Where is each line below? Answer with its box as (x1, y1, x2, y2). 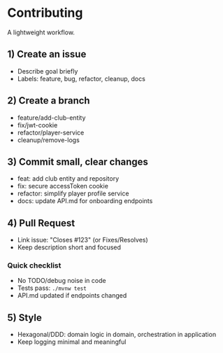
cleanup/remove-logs (17, 135, 80, 144)
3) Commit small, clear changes (7, 155, 149, 167)
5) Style (7, 312, 42, 324)
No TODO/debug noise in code (17, 277, 106, 285)
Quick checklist (7, 261, 62, 270)
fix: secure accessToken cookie (17, 182, 108, 191)
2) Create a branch (7, 95, 90, 106)
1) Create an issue (7, 48, 87, 60)
